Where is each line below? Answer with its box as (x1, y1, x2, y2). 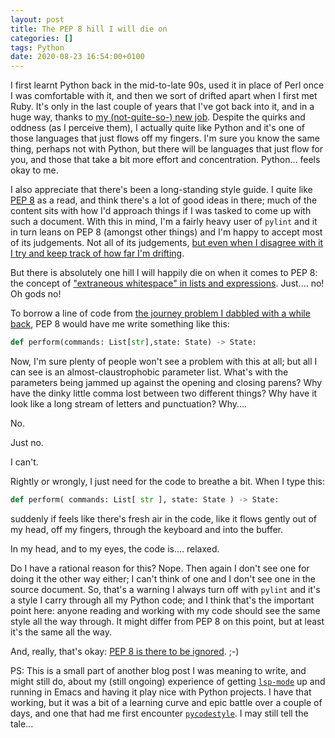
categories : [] (10, 33, 74, 43)
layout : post (10, 14, 65, 25)
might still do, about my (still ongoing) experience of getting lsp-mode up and (10, 675, 326, 687)
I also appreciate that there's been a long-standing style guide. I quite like (10, 184, 313, 196)
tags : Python (10, 42, 65, 53)
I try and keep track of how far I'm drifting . (10, 247, 185, 260)
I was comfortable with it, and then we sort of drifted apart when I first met (10, 90, 318, 102)
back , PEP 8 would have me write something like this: (10, 318, 230, 330)
